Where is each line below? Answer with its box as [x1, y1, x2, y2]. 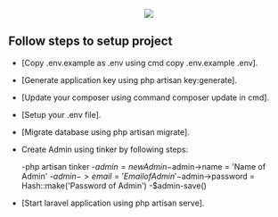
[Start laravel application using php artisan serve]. [20, 197, 205, 208]
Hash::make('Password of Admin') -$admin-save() [20, 179, 207, 191]
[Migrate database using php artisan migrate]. [20, 126, 191, 138]
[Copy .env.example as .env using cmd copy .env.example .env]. [20, 57, 258, 68]
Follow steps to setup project [8, 34, 173, 49]
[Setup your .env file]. [20, 109, 102, 120]
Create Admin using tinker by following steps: [20, 144, 189, 154]
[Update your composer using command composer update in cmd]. [20, 92, 269, 103]
